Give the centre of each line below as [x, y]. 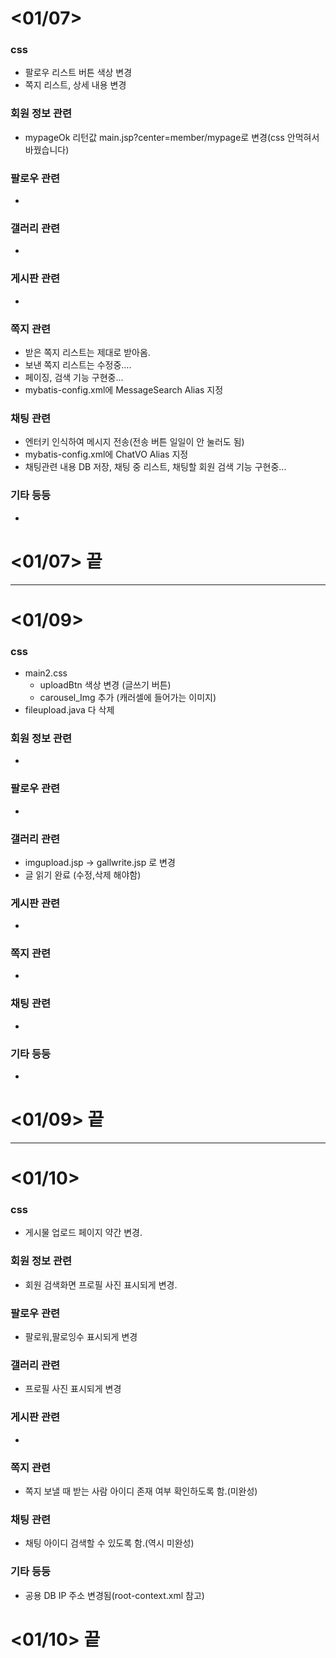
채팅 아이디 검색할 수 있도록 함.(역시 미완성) [109, 1543]
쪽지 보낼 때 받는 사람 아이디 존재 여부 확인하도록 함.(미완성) [141, 1491]
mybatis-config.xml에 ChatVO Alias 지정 [106, 454]
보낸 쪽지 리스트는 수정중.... [78, 364]
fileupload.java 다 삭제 [69, 709]
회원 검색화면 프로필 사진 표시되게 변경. [101, 1284]
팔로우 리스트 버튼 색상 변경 [78, 73]
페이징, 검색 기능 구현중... [74, 377]
